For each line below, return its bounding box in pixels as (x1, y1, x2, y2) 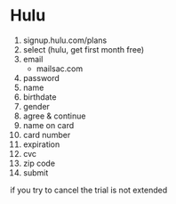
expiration (22, 139, 60, 150)
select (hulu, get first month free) (22, 44, 145, 54)
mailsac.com (36, 63, 84, 74)
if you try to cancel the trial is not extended (10, 184, 168, 195)
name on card (22, 119, 75, 130)
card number (22, 129, 71, 140)
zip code (22, 158, 56, 168)
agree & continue (22, 110, 86, 121)
